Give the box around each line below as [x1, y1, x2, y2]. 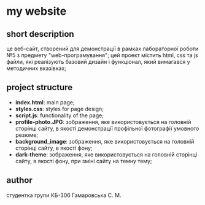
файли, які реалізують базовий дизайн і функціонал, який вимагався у [6, 58, 190, 65]
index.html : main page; [15, 98, 75, 106]
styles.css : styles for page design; [15, 105, 104, 112]
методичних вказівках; [6, 64, 66, 72]
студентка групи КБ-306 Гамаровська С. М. [6, 191, 122, 199]
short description [6, 29, 75, 39]
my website [6, 4, 67, 18]
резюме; [15, 131, 39, 139]
